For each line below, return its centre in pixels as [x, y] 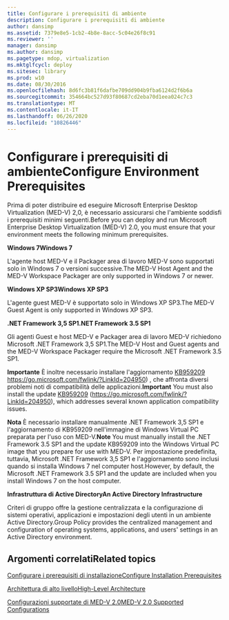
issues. [17, 409]
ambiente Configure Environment [103, 172]
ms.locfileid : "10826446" [44, 123]
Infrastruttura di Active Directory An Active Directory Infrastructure [105, 494]
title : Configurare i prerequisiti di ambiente [77, 13]
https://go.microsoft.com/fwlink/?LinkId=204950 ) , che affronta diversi [108, 380]
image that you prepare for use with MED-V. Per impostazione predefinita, [112, 452]
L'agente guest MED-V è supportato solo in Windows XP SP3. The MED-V [111, 303]
